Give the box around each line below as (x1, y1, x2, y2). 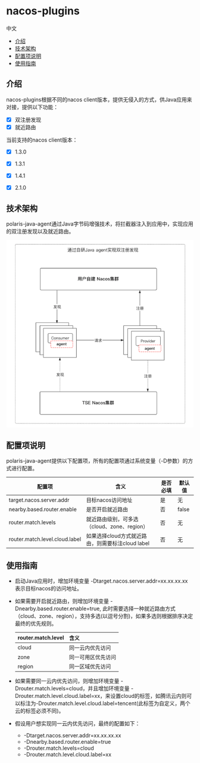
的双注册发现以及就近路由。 (6, 227, 74, 235)
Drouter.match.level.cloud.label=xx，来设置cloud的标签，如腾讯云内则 (14, 692, 187, 699)
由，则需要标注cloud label (86, 539, 150, 547)
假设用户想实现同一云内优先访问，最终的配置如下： (14, 719, 140, 727)
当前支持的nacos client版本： (6, 136, 78, 143)
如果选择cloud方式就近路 (86, 532, 147, 539)
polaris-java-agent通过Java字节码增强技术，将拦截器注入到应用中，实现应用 (6, 220, 193, 227)
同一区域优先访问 (69, 663, 111, 670)
